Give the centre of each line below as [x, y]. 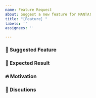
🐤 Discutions [21, 90]
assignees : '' [20, 28]
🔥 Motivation [21, 76]
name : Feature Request [28, 10]
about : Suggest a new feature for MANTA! [48, 14]
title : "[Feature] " [26, 19]
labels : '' [16, 24]
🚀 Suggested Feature [31, 50]
